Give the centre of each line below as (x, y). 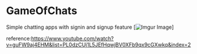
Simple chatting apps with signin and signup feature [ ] (90, 27)
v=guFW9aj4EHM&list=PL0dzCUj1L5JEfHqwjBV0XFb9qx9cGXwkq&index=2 (98, 45)
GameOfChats (42, 11)
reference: (19, 38)
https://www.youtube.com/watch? (72, 38)
